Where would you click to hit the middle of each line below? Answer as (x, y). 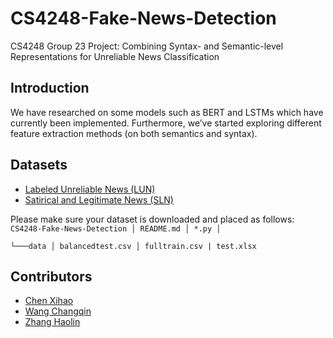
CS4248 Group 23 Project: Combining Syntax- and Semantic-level (147, 46)
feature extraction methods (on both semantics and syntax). (134, 133)
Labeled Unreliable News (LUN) (90, 189)
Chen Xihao (49, 301)
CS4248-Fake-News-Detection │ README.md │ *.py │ (116, 228)
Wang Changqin (58, 311)
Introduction (50, 88)
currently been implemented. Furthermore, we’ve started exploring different (166, 123)
